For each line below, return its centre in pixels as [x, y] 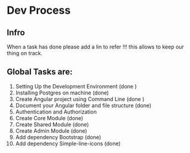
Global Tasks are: [40, 72]
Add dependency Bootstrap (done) [58, 137]
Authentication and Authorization [56, 112]
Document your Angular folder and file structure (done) [83, 105]
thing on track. [25, 53]
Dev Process [39, 10]
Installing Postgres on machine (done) [62, 93]
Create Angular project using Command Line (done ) [80, 99]
